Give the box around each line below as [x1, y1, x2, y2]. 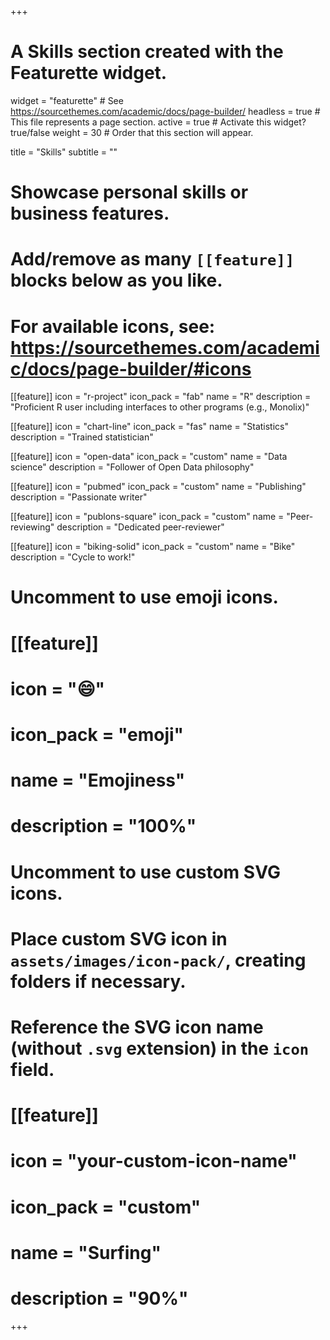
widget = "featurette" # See [10, 94, 124, 106]
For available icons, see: [10, 315, 216, 338]
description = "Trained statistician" [10, 431, 154, 443]
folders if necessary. [10, 970, 187, 993]
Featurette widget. [10, 62, 168, 85]
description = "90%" [10, 1287, 189, 1310]
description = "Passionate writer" [10, 491, 148, 503]
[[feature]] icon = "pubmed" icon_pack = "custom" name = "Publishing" [10, 481, 307, 493]
